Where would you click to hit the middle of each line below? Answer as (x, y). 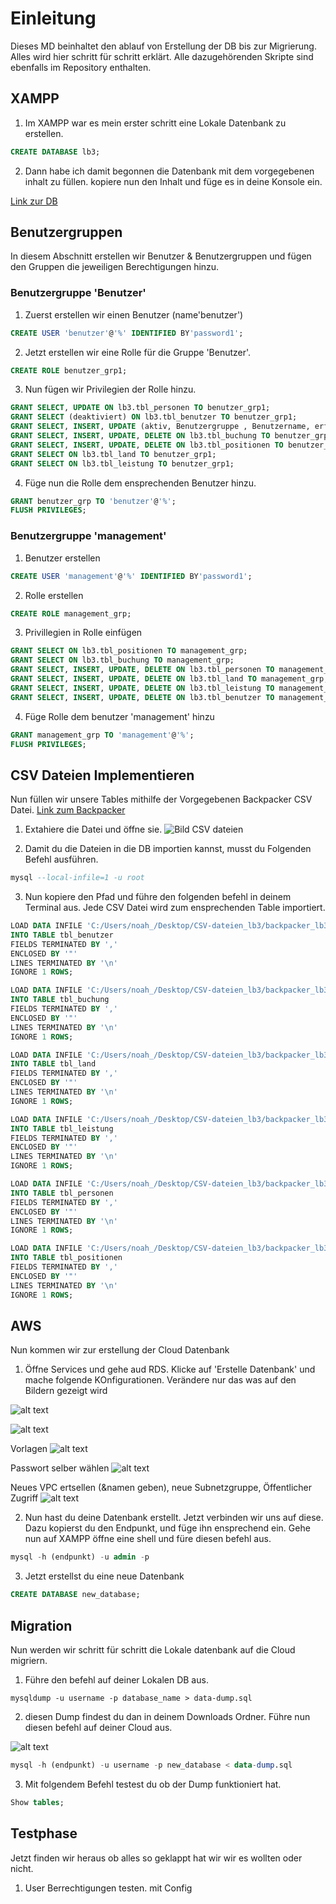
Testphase (44, 1833)
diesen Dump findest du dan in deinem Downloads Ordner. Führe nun (167, 1716)
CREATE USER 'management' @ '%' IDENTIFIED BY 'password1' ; (131, 576)
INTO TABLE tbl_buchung (60, 1000)
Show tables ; (37, 1802)
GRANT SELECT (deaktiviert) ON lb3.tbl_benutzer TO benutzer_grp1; (154, 417)
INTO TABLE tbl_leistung (62, 1128)
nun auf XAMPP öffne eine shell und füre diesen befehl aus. (148, 1539)
